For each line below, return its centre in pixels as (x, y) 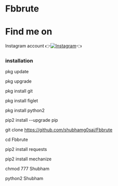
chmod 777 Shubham (27, 169)
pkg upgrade (18, 81)
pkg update (17, 72)
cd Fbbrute (17, 140)
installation (19, 61)
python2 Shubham (24, 178)
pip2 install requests (26, 149)
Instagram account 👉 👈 (43, 46)
